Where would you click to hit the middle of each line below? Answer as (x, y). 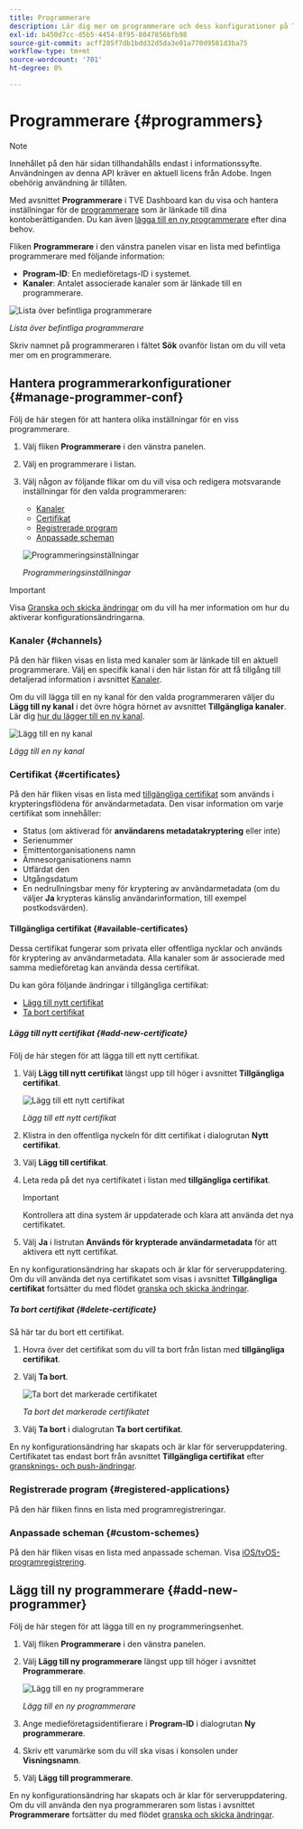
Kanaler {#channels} (56, 640)
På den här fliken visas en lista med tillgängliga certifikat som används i (142, 794)
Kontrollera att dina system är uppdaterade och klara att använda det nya (158, 1215)
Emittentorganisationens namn (79, 850)
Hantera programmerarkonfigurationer (120, 384)
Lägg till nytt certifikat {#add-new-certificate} (99, 1033)
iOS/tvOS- (261, 1552)
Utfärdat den (46, 870)
